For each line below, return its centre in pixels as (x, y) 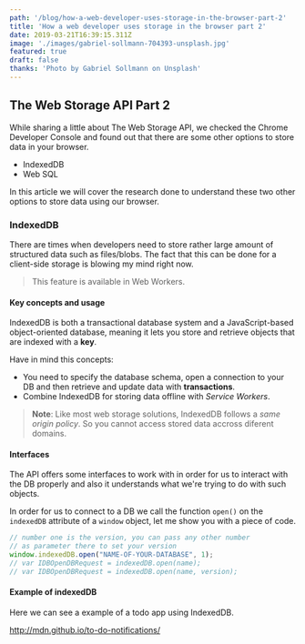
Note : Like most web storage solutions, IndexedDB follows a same (156, 414)
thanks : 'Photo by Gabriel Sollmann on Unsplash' (106, 69)
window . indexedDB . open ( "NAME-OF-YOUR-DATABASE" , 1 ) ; (112, 555)
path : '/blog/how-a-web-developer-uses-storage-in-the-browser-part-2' (148, 18)
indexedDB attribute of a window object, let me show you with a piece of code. (153, 521)
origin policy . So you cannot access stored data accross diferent (153, 424)
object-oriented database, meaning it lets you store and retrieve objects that (152, 332)
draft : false (34, 60)
